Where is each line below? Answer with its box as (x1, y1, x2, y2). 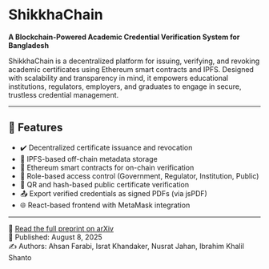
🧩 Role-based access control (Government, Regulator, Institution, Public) (19, 171, 259, 181)
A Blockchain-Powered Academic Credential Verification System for (8, 32, 240, 42)
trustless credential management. (8, 90, 119, 99)
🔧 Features (8, 121, 63, 134)
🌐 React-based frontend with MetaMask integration (19, 200, 191, 210)
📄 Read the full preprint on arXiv (8, 223, 114, 233)
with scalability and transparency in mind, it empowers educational (8, 73, 229, 82)
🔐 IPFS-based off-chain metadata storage (19, 154, 158, 163)
